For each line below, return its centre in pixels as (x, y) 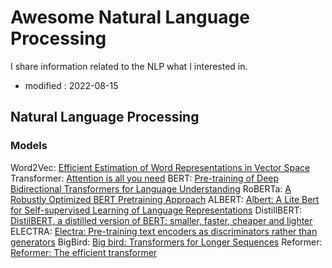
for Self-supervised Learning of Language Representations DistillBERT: (156, 210)
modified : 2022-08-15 (71, 85)
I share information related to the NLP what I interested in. (129, 66)
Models (29, 146)
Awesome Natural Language (130, 17)
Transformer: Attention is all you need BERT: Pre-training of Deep (145, 178)
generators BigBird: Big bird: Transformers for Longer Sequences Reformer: (166, 242)
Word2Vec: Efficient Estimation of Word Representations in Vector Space (160, 167)
